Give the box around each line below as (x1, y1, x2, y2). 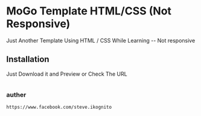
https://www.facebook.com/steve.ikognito (6, 104, 112, 111)
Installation (6, 54, 49, 64)
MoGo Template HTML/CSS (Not (6, 4, 172, 18)
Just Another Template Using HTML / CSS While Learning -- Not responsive (6, 37, 196, 44)
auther (6, 90, 27, 99)
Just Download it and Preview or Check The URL (6, 70, 128, 78)
